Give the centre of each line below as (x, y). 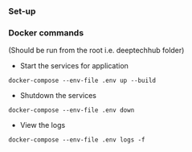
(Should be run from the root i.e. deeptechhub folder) (96, 51)
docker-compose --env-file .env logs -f (77, 140)
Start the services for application (74, 66)
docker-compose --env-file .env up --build (82, 81)
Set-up (22, 11)
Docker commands (46, 32)
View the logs (43, 125)
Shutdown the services (58, 96)
